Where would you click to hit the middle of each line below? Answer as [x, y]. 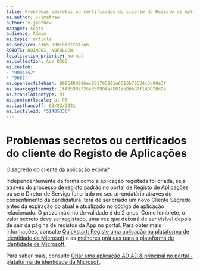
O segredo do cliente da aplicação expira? [58, 169]
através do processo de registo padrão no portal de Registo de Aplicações [97, 187]
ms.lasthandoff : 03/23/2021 [41, 105]
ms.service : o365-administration [48, 45]
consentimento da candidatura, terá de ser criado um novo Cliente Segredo [99, 200]
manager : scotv [25, 28]
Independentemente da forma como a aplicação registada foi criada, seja [96, 181]
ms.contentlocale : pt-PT [37, 100]
